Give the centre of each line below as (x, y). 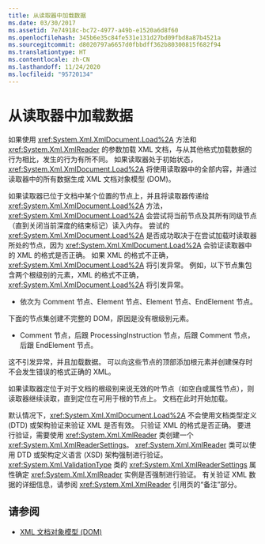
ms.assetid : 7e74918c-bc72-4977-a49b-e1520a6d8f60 (93, 30)
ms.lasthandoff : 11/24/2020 (55, 67)
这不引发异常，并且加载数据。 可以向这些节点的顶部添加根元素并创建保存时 (131, 361)
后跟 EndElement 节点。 (59, 345)
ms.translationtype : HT (47, 52)
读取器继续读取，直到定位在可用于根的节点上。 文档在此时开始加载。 (120, 398)
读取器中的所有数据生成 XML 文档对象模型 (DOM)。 (92, 179)
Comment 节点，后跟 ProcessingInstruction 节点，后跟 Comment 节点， (137, 335)
